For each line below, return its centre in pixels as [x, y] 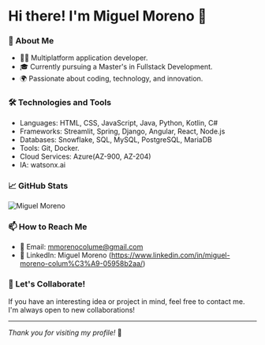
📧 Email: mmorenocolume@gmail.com [81, 247]
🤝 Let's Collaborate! [47, 284]
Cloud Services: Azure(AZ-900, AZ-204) [85, 156]
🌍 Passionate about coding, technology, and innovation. [111, 79]
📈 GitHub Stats [38, 186]
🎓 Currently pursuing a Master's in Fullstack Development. [116, 67]
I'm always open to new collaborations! [72, 309]
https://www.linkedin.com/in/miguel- [170, 255]
